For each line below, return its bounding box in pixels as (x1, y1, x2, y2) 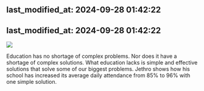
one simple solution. (6, 78, 57, 86)
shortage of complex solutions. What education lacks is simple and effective (6, 59, 198, 66)
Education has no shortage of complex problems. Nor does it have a (6, 52, 177, 60)
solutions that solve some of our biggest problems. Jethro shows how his (6, 66, 190, 73)
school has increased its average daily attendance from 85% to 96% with (6, 72, 191, 79)
